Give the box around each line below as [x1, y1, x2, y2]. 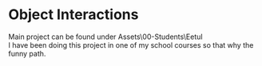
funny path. [8, 49, 46, 58]
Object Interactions [8, 6, 139, 24]
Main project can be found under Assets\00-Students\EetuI [8, 32, 204, 41]
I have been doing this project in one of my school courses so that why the [8, 40, 254, 49]
